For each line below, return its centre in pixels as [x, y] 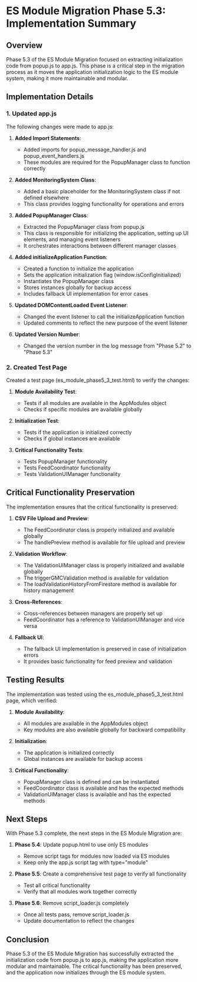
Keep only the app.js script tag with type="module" [86, 863]
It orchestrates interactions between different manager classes [100, 245]
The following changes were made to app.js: [60, 127]
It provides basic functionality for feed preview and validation [98, 661]
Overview [24, 45]
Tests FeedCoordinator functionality [67, 468]
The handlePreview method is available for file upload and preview [104, 542]
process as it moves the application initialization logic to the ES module [92, 72]
